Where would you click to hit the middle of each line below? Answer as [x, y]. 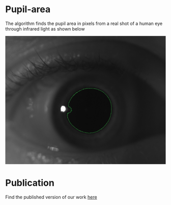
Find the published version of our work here [51, 197]
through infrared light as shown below [45, 28]
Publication [30, 183]
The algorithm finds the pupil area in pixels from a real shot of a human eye [84, 23]
